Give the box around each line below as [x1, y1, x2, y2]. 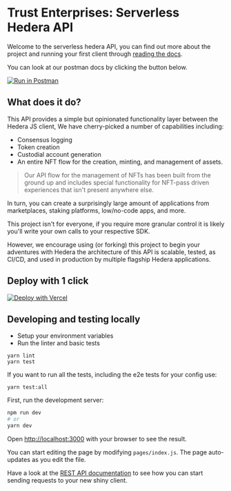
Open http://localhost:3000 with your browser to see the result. [7, 435, 188, 443]
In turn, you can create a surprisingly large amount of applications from [7, 199, 210, 207]
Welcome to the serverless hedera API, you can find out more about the [7, 42, 211, 50]
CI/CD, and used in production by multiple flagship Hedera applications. [7, 255, 211, 263]
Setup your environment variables [17, 331, 114, 340]
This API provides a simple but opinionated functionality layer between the [7, 115, 219, 123]
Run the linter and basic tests [17, 339, 100, 347]
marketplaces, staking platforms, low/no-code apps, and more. [7, 206, 186, 215]
